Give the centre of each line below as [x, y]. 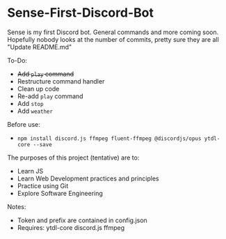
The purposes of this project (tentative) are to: [73, 157]
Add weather [35, 111]
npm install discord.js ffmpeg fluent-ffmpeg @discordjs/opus [109, 138]
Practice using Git [43, 185]
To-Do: [17, 60]
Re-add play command [50, 96]
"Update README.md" [40, 47]
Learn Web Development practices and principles [88, 178]
